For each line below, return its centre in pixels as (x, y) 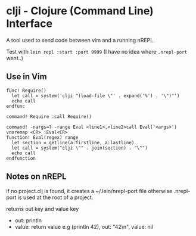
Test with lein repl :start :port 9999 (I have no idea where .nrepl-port (97, 51)
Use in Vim (27, 77)
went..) (15, 58)
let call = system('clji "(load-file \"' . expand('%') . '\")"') (96, 96)
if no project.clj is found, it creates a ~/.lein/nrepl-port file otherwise (89, 191)
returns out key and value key (43, 209)
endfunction (21, 158)
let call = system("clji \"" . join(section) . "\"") (80, 148)
